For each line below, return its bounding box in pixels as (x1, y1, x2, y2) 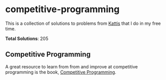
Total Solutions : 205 (5, 35, 49, 42)
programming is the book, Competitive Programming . (5, 69, 117, 75)
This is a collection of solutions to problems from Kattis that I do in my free (5, 20, 161, 26)
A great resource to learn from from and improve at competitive (5, 63, 138, 69)
